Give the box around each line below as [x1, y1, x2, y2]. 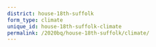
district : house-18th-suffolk [7, 10, 95, 17]
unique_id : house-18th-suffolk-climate [7, 23, 122, 30]
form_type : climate [7, 17, 64, 23]
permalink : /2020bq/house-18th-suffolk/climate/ [7, 29, 150, 37]
